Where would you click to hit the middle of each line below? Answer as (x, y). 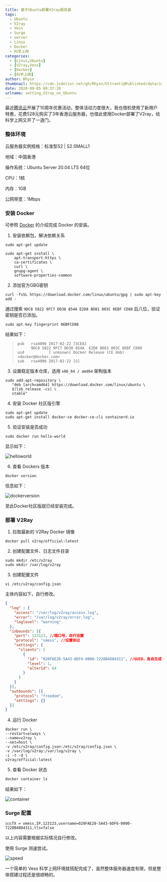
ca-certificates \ (33, 262)
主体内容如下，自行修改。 (31, 594)
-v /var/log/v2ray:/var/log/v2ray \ (43, 751)
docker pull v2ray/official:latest (42, 541)
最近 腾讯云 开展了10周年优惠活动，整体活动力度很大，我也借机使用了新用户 (82, 108)
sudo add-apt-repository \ (33, 380)
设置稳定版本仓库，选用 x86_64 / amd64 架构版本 (62, 371)
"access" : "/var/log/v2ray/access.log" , (56, 613)
